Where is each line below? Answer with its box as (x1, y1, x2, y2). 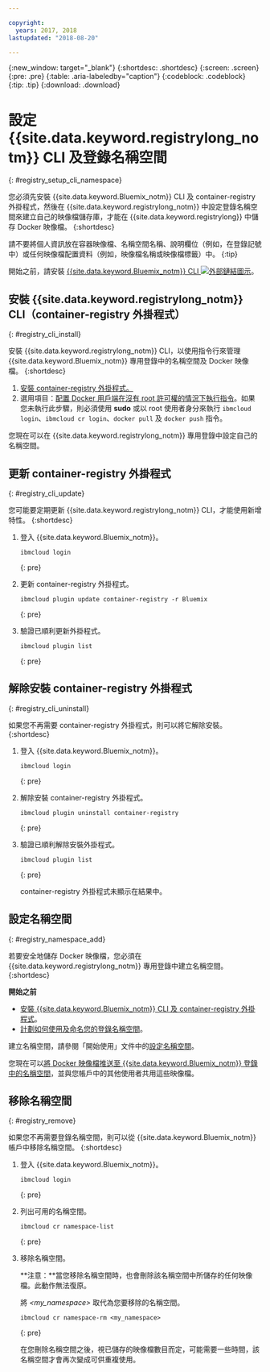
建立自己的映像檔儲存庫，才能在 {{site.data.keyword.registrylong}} (22, 212, 243, 222)
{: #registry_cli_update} (8, 489, 85, 498)
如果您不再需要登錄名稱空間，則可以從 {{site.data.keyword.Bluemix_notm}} (8, 1133, 257, 1142)
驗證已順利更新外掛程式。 (19, 626, 105, 635)
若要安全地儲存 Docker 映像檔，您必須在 (8, 950, 142, 960)
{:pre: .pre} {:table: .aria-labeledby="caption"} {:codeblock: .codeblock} (8, 72, 247, 81)
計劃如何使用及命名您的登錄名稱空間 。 (19, 1024, 147, 1033)
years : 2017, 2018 (15, 26, 78, 35)
